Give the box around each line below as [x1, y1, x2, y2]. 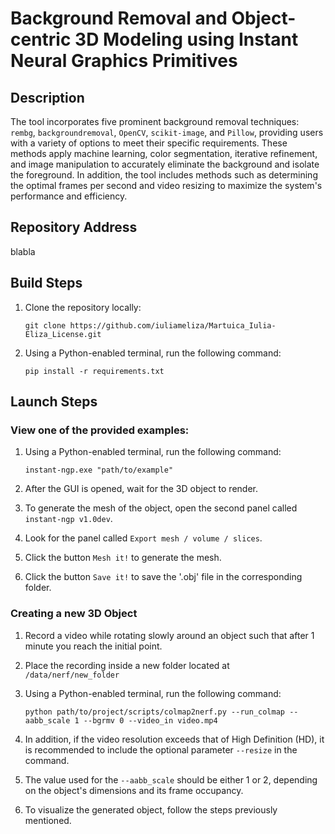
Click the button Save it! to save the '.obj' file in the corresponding [24, 571, 303, 583]
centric [10, 28, 72, 51]
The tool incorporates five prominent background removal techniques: [10, 116, 300, 127]
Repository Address [10, 219, 138, 236]
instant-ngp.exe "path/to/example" [24, 465, 174, 476]
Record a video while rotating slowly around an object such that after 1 [24, 629, 315, 641]
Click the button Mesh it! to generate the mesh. [24, 552, 222, 564]
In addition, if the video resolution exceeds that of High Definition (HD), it [24, 733, 325, 745]
